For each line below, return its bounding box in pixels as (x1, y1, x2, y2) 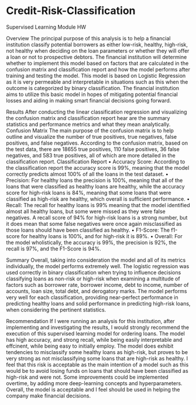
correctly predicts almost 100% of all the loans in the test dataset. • (6, 170, 169, 177)
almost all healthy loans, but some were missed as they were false (6, 208, 166, 215)
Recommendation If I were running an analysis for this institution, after (6, 317, 176, 324)
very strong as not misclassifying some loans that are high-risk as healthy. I (6, 355, 188, 362)
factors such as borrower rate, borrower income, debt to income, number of (6, 281, 189, 288)
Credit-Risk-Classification (6, 4, 136, 18)
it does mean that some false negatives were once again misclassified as (6, 220, 183, 227)
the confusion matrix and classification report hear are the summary (6, 114, 170, 121)
